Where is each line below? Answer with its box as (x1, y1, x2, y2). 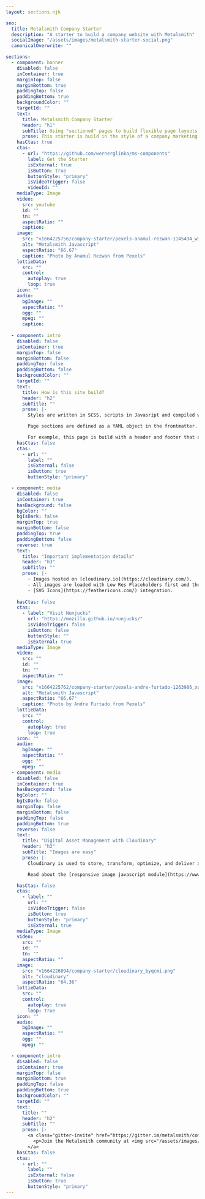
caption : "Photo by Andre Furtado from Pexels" (21, 701, 146, 707)
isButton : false (28, 627, 69, 633)
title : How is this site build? (21, 389, 105, 395)
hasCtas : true (17, 139, 53, 146)
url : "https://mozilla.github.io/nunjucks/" (28, 616, 143, 622)
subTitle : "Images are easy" (21, 849, 97, 855)
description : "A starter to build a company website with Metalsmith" (11, 31, 195, 37)
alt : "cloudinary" (21, 973, 69, 979)
